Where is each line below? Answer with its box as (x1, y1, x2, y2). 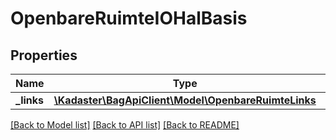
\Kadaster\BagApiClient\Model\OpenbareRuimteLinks (53, 93, 317, 107)
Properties (10, 47, 78, 64)
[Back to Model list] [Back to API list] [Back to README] (10, 119, 240, 131)
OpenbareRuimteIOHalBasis (10, 7, 248, 30)
